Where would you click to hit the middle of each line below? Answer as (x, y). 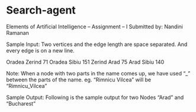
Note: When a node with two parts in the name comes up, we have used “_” (98, 73)
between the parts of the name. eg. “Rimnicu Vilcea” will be (79, 80)
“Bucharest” (21, 103)
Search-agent (41, 10)
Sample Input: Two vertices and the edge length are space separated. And (97, 44)
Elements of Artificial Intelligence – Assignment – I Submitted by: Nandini (95, 27)
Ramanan (18, 32)
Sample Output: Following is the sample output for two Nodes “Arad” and (95, 97)
